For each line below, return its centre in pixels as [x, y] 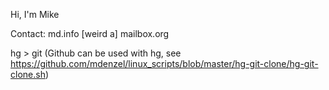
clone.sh [28, 74]
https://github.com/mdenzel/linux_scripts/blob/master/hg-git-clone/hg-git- [164, 63]
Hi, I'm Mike [35, 14]
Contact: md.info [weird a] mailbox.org [90, 33]
